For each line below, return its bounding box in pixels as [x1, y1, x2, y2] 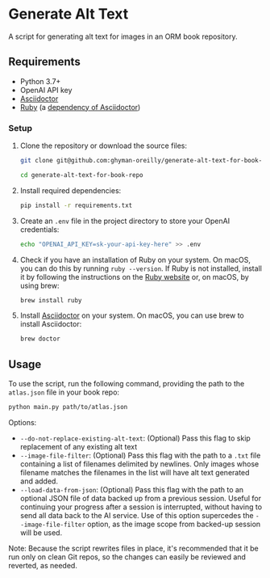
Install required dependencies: [19, 185, 122, 195]
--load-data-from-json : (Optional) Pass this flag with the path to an [19, 484, 244, 494]
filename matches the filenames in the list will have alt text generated [19, 467, 250, 477]
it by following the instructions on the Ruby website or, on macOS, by [19, 272, 250, 281]
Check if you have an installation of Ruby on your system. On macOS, [19, 255, 251, 264]
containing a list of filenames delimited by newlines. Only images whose [19, 458, 260, 469]
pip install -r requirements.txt [19, 201, 133, 209]
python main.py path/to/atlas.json [8, 403, 128, 411]
